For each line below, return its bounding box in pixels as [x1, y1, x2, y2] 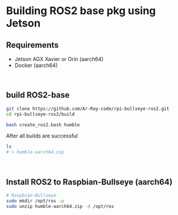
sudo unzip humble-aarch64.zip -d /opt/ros [6, 203, 115, 209]
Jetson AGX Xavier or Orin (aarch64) [14, 56, 104, 62]
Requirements [6, 40, 59, 50]
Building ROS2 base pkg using [6, 4, 156, 18]
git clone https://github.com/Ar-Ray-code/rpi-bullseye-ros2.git [6, 106, 169, 112]
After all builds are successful [6, 132, 78, 139]
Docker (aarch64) [14, 62, 58, 69]
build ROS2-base [6, 90, 70, 100]
